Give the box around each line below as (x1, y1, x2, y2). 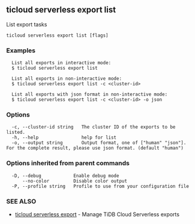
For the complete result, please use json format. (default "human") (6, 145, 184, 151)
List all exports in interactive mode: (11, 60, 112, 66)
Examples (6, 46, 36, 55)
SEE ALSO (6, 197, 37, 205)
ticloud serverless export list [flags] (6, 32, 109, 38)
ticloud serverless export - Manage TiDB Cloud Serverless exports (14, 211, 180, 218)
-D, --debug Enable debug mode (11, 172, 119, 179)
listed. (6, 129, 26, 136)
